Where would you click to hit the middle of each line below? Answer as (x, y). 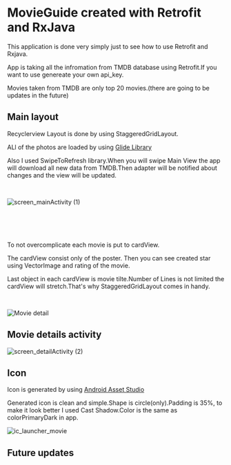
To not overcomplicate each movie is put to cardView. (83, 245)
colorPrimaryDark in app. (43, 418)
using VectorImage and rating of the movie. (69, 265)
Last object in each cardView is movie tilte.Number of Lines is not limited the (116, 278)
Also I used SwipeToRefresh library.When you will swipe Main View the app (114, 160)
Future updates (41, 453)
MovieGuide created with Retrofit (104, 13)
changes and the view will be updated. (62, 175)
